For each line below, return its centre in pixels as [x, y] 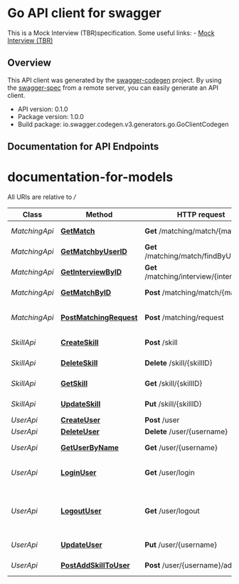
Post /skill [161, 342]
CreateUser [80, 420]
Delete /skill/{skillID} [179, 363]
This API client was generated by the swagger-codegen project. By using [115, 80]
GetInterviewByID [91, 272]
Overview [30, 63]
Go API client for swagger [84, 13]
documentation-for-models [90, 177]
